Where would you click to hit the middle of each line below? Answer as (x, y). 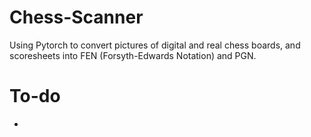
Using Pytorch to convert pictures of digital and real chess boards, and (155, 45)
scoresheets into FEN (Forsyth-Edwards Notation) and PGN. (133, 55)
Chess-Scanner (76, 17)
